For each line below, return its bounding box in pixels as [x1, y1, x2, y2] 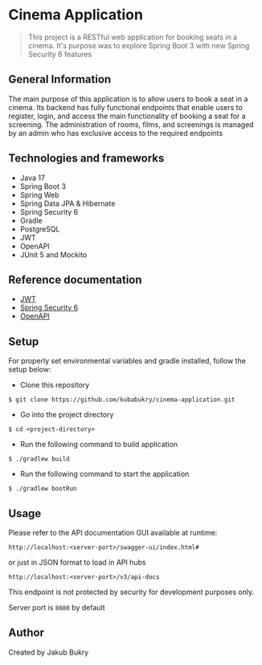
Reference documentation [8, 273, 142, 286]
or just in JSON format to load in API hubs [8, 557, 146, 567]
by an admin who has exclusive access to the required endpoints [8, 128, 223, 138]
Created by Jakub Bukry [8, 647, 89, 657]
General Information [8, 72, 112, 86]
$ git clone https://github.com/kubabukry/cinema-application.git [8, 396, 235, 404]
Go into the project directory [19, 410, 114, 420]
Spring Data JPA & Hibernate [19, 199, 116, 208]
